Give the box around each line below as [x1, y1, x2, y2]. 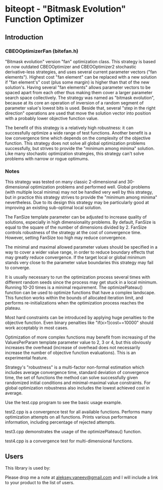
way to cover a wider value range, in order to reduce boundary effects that [5, 249, 154, 255]
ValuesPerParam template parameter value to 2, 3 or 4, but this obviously [5, 339, 151, 345]
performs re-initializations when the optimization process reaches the [5, 300, 145, 306]
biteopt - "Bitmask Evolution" [5, 3, 126, 15]
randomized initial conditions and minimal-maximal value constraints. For [5, 380, 151, 386]
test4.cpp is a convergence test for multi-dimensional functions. [5, 438, 133, 444]
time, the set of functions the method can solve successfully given [5, 375, 138, 381]
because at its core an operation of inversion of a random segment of [5, 100, 144, 105]
